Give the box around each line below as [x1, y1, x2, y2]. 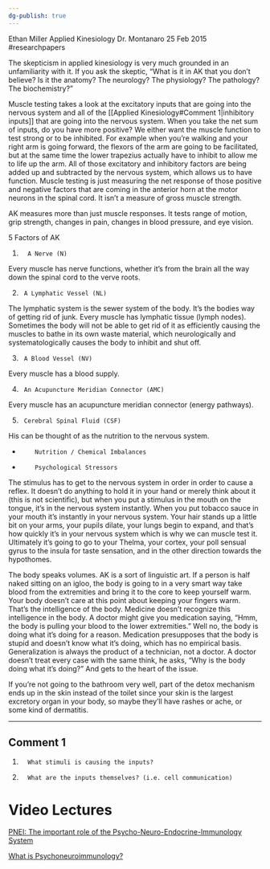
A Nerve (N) [27, 250, 67, 258]
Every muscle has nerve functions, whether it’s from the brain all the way [8, 263, 250, 273]
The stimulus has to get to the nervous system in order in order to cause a [8, 477, 253, 487]
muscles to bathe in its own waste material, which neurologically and [8, 328, 236, 338]
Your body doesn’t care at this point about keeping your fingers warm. [8, 595, 241, 605]
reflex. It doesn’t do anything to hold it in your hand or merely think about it [8, 486, 256, 496]
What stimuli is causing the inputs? [27, 758, 154, 767]
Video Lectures [8, 801, 112, 819]
